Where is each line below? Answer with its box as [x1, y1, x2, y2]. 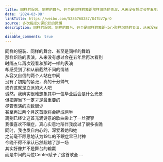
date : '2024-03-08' [5, 12, 45, 17]
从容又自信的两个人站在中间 [5, 72, 61, 78]
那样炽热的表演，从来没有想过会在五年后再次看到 [5, 54, 103, 60]
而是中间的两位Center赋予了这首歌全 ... [5, 151, 83, 157]
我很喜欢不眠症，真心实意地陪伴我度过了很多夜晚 [5, 121, 103, 127]
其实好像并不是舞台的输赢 [5, 145, 56, 151]
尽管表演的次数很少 [5, 103, 44, 108]
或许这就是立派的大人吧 [5, 85, 52, 90]
